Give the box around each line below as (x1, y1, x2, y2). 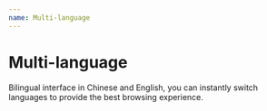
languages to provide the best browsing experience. (8, 91, 203, 102)
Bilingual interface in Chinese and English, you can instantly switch (8, 82, 259, 93)
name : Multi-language (8, 13, 91, 23)
